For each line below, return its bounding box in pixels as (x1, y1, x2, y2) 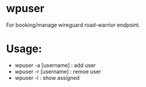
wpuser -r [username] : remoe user (14, 67, 101, 75)
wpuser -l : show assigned (14, 74, 80, 81)
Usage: (6, 42, 43, 56)
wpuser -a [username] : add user (14, 62, 96, 69)
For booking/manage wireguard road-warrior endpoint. (6, 21, 141, 28)
